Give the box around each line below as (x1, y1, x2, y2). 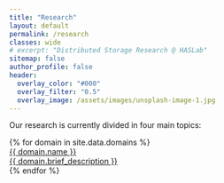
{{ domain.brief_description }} (9, 156, 118, 167)
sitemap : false (9, 54, 66, 63)
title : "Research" (9, 12, 77, 22)
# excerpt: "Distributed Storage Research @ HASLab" (9, 46, 208, 55)
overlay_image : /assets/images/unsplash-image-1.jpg (17, 95, 216, 105)
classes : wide (9, 37, 62, 47)
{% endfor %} (9, 165, 60, 176)
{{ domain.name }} (9, 147, 77, 157)
